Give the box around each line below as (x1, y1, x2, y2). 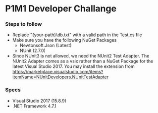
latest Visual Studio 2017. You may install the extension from (12, 63, 135, 69)
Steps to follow (5, 21, 42, 28)
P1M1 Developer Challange (5, 3, 117, 14)
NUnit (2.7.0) (19, 48, 46, 54)
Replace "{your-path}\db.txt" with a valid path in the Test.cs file (12, 32, 142, 38)
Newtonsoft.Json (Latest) (19, 43, 72, 49)
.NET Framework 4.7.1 (12, 103, 56, 109)
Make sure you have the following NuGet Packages (12, 37, 117, 43)
